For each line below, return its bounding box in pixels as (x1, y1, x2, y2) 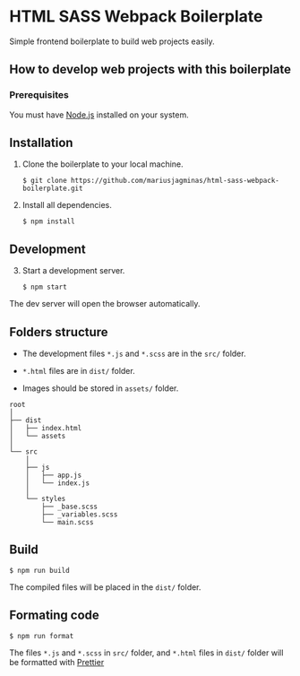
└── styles (25, 495, 66, 504)
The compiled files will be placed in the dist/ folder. (9, 581, 201, 593)
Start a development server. (21, 265, 125, 276)
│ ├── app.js (25, 471, 82, 481)
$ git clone (21, 177, 67, 186)
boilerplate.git (21, 184, 83, 194)
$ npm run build (9, 566, 70, 575)
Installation (9, 135, 73, 151)
